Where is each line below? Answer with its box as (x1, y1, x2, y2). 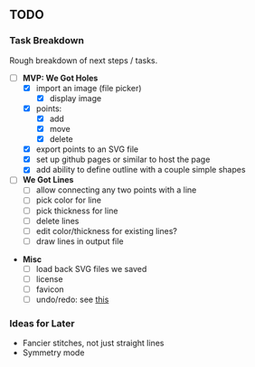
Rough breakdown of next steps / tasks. (9, 54, 158, 66)
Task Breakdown (9, 34, 84, 47)
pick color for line (35, 194, 102, 206)
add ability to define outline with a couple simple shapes (35, 165, 246, 175)
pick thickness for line (35, 205, 118, 216)
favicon (35, 284, 65, 295)
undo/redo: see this (35, 294, 109, 305)
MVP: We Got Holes (22, 72, 99, 83)
